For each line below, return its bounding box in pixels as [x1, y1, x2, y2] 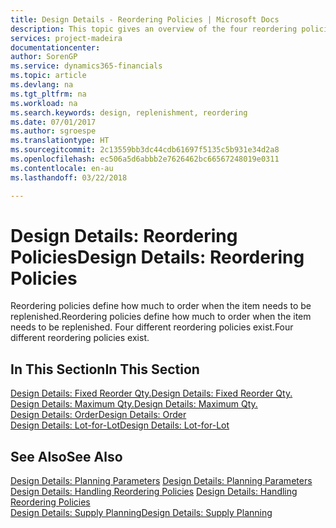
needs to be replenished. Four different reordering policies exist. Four [10, 321, 294, 333]
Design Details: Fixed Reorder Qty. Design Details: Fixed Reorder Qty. [10, 387, 293, 400]
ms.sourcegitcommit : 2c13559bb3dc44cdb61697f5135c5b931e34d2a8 [10, 145, 280, 155]
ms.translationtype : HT [10, 136, 110, 146]
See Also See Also [10, 448, 123, 465]
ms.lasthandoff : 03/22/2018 [10, 172, 128, 183]
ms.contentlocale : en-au [10, 163, 114, 173]
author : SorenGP [10, 52, 78, 62]
